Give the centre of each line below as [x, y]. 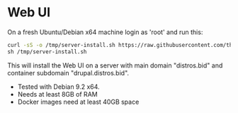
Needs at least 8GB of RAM [57, 94]
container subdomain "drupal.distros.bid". [68, 72]
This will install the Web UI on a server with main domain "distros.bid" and [115, 65]
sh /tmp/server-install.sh [47, 52]
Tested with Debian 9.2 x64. [59, 87]
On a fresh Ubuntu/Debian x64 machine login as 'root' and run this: [105, 32]
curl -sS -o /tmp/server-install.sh [61, 45]
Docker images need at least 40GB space [78, 102]
